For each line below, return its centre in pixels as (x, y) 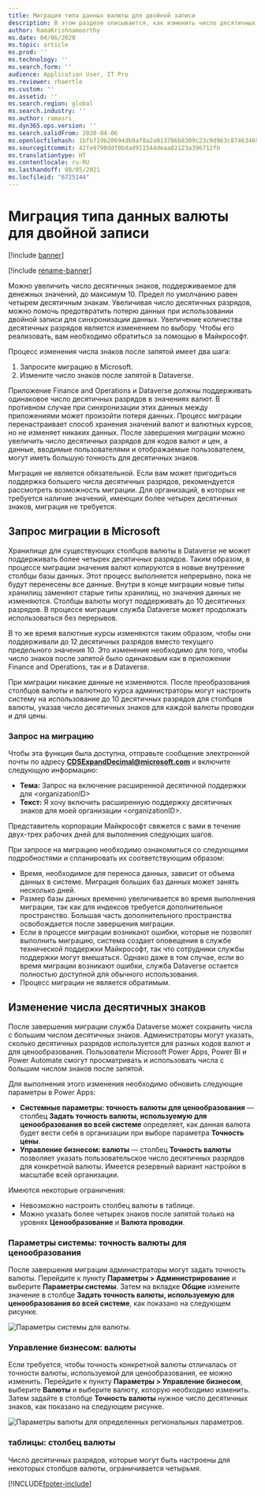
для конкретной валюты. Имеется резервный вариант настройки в (133, 1166)
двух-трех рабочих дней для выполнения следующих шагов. (111, 834)
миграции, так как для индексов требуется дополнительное (121, 907)
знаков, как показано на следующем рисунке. (86, 1407)
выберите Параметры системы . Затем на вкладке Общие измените (124, 1286)
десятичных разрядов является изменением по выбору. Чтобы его (121, 327)
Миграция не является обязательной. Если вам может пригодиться (122, 473)
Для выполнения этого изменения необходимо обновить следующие (125, 1083)
